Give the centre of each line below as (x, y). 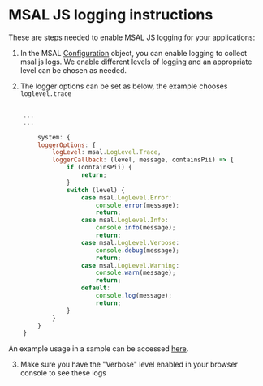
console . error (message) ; (138, 205)
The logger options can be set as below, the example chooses (124, 86)
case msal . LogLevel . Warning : (130, 265)
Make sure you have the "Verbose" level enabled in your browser (129, 365)
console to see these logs (63, 373)
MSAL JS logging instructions (111, 15)
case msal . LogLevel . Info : (125, 221)
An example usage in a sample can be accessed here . (99, 349)
